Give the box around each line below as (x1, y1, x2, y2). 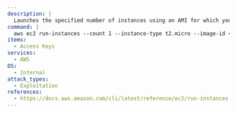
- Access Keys (13, 43, 55, 50)
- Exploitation (13, 82, 59, 89)
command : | (7, 23, 39, 30)
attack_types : (7, 75, 49, 83)
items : (7, 36, 27, 44)
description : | (7, 10, 52, 18)
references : (7, 88, 42, 95)
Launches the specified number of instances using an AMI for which (13, 17, 219, 24)
